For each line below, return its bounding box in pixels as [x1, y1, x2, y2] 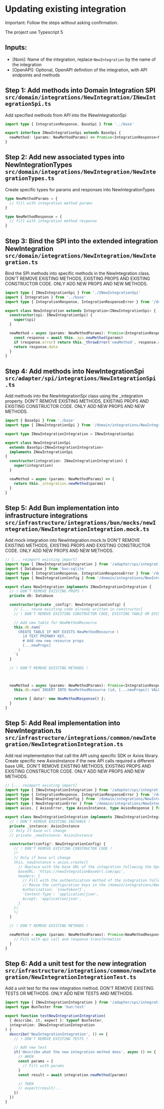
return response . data [14, 344, 58, 349]
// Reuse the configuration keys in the [22, 882, 106, 888]
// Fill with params [22, 1063, 64, 1068]
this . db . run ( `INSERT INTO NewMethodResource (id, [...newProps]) [14, 687, 150, 692]
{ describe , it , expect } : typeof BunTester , [9, 1018, 104, 1023]
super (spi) [14, 317, 36, 322]
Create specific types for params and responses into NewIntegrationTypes [5, 186, 155, 192]
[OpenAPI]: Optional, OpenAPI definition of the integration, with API [12, 67, 147, 73]
